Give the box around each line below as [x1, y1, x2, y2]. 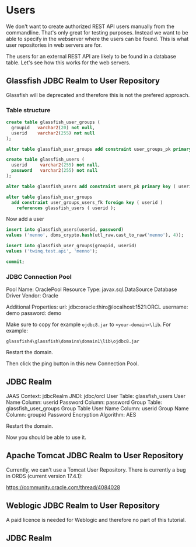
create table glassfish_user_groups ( [6, 119, 100, 126]
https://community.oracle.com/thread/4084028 [6, 483, 121, 491]
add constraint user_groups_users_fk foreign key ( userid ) [11, 199, 163, 205]
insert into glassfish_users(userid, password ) [6, 227, 124, 233]
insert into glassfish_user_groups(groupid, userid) [6, 243, 137, 249]
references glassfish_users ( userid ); [16, 205, 116, 211]
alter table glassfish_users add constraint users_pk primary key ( [6, 184, 176, 189]
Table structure [6, 106, 51, 114]
